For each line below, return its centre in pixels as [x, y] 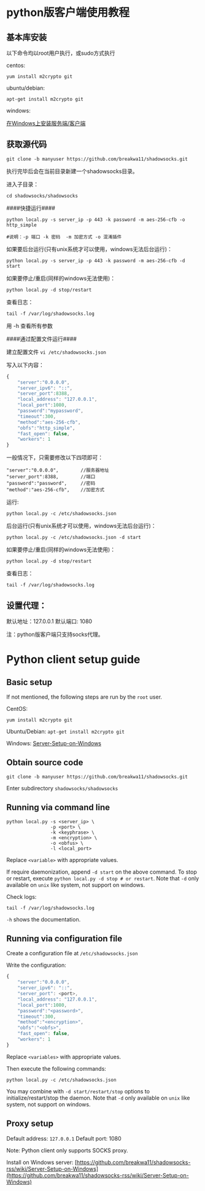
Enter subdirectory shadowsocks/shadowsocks [62, 788]
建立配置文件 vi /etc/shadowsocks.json [56, 352]
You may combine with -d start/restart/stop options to [78, 1091]
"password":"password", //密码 [51, 483]
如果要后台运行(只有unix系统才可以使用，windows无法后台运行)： [90, 249]
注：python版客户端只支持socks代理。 [55, 634]
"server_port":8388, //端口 [51, 477]
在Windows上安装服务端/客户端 [46, 123]
